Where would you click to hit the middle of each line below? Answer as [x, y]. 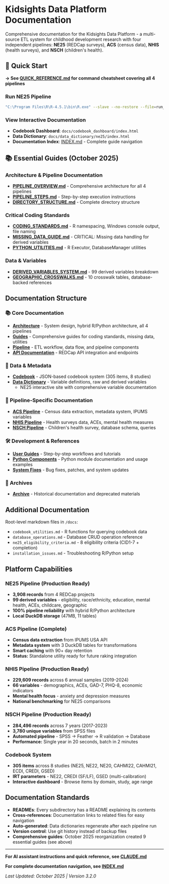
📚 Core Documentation [34, 313]
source [13, 39]
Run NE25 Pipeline [28, 96]
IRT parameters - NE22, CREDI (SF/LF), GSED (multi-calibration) [79, 777]
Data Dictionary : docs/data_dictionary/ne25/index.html [71, 136]
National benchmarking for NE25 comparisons [61, 701]
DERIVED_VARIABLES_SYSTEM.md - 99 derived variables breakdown [85, 271]
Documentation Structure [46, 298]
